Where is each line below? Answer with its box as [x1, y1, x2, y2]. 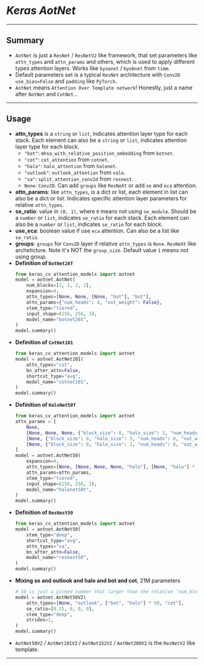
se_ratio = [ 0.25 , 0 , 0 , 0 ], [26, 605, 95, 612]
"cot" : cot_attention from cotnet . [24, 156, 109, 163]
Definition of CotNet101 [15, 339, 73, 346]
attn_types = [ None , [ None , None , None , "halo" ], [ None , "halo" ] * [26, 464, 195, 470]
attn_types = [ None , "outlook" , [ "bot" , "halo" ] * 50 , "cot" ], [26, 600, 184, 606]
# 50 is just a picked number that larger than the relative [15, 589, 174, 595]
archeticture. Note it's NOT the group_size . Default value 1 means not [15, 246, 189, 253]
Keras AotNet [6, 4, 76, 18]
